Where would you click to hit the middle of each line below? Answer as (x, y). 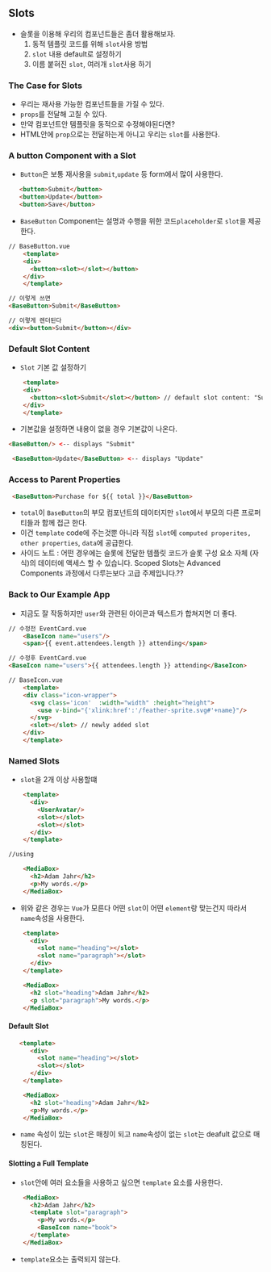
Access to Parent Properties (65, 479)
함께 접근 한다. (64, 523)
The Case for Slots (46, 86)
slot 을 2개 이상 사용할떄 (58, 780)
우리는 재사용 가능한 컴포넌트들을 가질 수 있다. (92, 104)
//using (21, 855)
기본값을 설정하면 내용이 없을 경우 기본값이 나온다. (98, 429)
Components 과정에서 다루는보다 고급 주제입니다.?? (102, 573)
